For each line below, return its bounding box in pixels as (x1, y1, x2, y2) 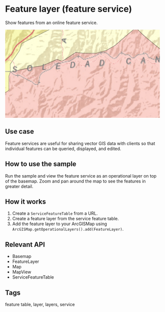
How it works (5, 197, 46, 206)
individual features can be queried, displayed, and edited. (5, 146, 121, 152)
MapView (12, 269, 31, 275)
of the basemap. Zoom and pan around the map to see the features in (5, 178, 146, 184)
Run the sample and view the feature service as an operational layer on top (5, 173, 157, 179)
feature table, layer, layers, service (5, 302, 75, 307)
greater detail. (5, 183, 33, 189)
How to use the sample (5, 160, 77, 168)
